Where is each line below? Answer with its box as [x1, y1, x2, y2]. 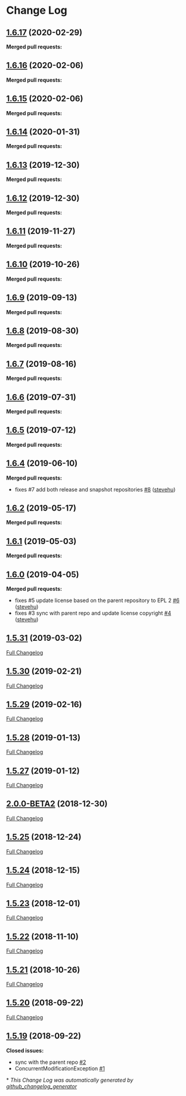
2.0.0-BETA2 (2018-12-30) [6, 799, 108, 809]
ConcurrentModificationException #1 [14, 1064, 106, 1072]
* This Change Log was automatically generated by [6, 1076, 134, 1083]
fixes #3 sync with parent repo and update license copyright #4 [14, 610, 172, 616]
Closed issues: [6, 1046, 44, 1054]
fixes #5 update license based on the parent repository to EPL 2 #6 [14, 597, 180, 604]
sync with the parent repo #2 [14, 1058, 86, 1066]
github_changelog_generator [6, 1082, 77, 1090]
